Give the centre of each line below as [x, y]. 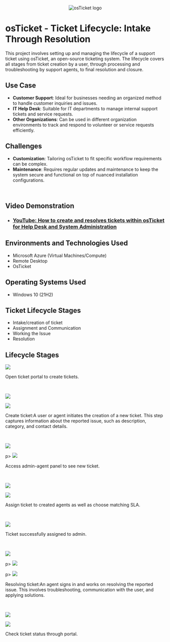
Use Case [21, 86]
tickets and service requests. [43, 114]
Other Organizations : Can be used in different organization [75, 119]
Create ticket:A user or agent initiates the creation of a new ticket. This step [84, 416]
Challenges [24, 146]
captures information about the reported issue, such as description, [76, 421]
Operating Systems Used [46, 282]
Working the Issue [31, 334]
